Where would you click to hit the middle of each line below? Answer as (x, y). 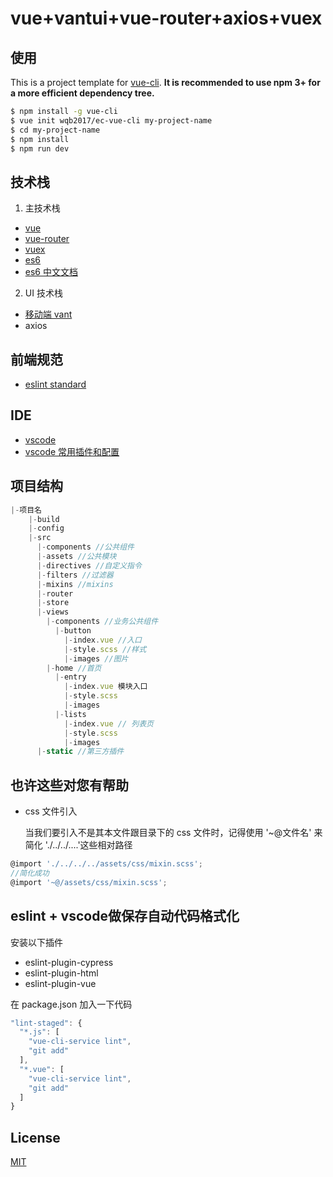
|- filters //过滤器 (75, 575)
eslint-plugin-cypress (69, 962)
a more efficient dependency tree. (82, 93)
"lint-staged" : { (46, 1023)
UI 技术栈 (43, 293)
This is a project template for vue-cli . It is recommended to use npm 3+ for (165, 82)
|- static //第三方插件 (80, 752)
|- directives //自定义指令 (89, 565)
